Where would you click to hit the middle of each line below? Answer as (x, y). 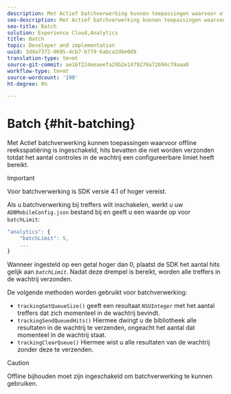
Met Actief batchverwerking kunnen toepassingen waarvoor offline (102, 143)
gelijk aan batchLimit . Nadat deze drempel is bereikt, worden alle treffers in (114, 272)
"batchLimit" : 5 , (44, 239)
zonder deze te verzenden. (55, 349)
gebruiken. (22, 383)
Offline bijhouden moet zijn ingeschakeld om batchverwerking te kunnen (110, 376)
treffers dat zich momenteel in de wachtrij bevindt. (88, 313)
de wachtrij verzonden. (40, 278)
